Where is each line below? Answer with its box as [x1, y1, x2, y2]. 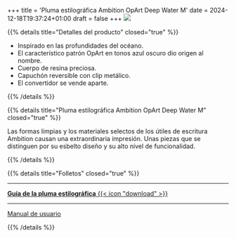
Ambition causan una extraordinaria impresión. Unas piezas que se [7, 135, 202, 143]
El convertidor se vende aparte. [17, 79, 109, 87]
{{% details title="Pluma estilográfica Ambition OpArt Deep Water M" [7, 106, 206, 114]
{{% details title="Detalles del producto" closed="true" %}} [7, 28, 179, 36]
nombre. [17, 56, 42, 65]
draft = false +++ [72, 14, 123, 22]
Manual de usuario [7, 210, 61, 218]
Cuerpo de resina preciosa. [17, 64, 97, 72]
